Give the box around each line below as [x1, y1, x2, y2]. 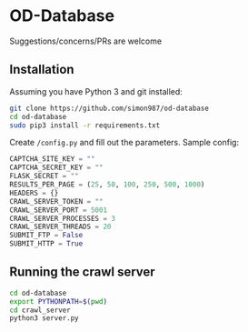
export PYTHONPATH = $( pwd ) [9, 297, 107, 306]
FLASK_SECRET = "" [9, 172, 79, 181]
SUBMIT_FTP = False [9, 231, 84, 240]
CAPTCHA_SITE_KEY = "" [9, 155, 95, 164]
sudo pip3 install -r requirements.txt [9, 120, 161, 130]
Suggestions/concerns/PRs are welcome [9, 35, 162, 46]
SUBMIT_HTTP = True [9, 239, 84, 248]
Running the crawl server [9, 265, 156, 280]
